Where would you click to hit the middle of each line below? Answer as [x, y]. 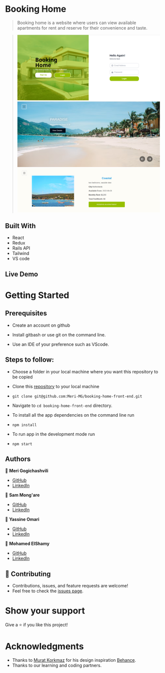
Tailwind [21, 253]
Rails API [21, 248]
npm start [22, 444]
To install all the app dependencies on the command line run [73, 415]
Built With [20, 226]
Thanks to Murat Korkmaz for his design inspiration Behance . [74, 660]
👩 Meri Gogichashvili [27, 471]
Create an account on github [41, 325]
